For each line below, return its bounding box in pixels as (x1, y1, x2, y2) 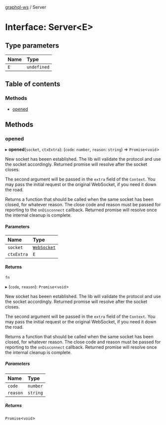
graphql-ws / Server (5, 4, 46, 10)
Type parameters (5, 41, 59, 50)
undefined (26, 64, 50, 70)
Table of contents (5, 80, 60, 88)
